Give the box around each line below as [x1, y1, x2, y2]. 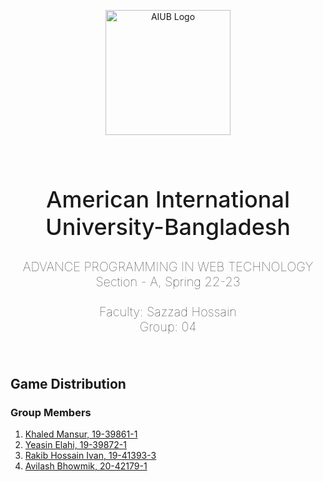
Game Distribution [10, 375, 127, 392]
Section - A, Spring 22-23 [95, 274, 241, 290]
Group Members [10, 405, 92, 419]
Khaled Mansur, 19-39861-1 [24, 428, 138, 440]
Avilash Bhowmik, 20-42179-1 [24, 460, 148, 472]
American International [46, 185, 290, 214]
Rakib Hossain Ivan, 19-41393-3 [24, 449, 157, 461]
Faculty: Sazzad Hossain [98, 304, 238, 320]
